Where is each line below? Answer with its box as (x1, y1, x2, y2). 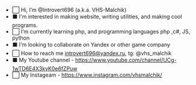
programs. (11, 22, 38, 29)
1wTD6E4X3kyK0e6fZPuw (11, 65, 78, 72)
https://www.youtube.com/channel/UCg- (75, 56, 177, 63)
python (11, 34, 30, 41)
